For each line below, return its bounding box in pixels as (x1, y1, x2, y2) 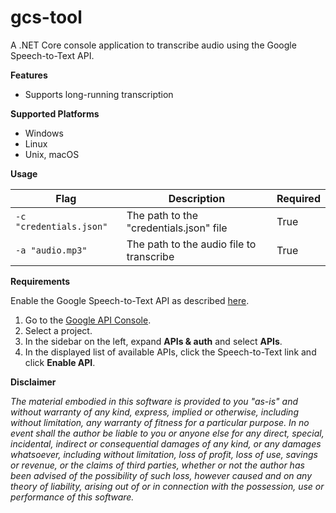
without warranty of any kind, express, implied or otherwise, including (10, 406, 299, 418)
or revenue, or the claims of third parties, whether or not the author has (10, 459, 305, 471)
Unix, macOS (24, 148, 80, 160)
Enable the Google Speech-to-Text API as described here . (10, 294, 250, 306)
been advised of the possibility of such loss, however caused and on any (10, 469, 313, 481)
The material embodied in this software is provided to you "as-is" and (10, 395, 298, 407)
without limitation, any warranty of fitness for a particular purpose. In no (10, 416, 310, 428)
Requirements (10, 275, 71, 287)
